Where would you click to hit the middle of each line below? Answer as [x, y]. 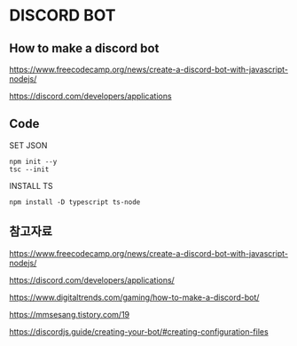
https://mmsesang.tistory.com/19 [70, 314]
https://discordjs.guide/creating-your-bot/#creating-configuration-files [139, 331]
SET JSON [28, 145]
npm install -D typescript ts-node [75, 202]
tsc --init [29, 169]
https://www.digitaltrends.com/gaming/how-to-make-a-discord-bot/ [134, 297]
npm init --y [33, 161]
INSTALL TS [31, 185]
